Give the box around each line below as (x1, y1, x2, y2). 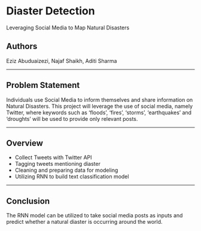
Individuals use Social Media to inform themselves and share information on (6, 96, 193, 103)
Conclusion (6, 196, 50, 206)
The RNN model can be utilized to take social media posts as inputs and (6, 212, 183, 219)
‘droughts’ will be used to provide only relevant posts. (6, 115, 138, 122)
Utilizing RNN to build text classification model (14, 173, 129, 180)
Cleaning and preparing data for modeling (14, 166, 118, 174)
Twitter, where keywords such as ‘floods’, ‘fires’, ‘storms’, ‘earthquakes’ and (6, 109, 192, 116)
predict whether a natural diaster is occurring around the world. (6, 218, 163, 226)
